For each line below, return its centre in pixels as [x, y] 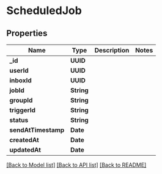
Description [112, 50]
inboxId [20, 80]
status [19, 120]
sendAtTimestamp [37, 130]
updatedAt [25, 150]
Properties [27, 33]
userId [19, 71]
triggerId [22, 110]
